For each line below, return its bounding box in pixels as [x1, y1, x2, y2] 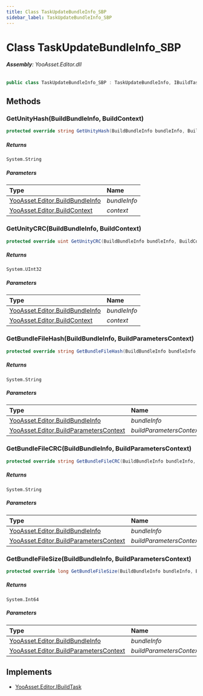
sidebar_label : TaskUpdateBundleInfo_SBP [6, 15, 112, 21]
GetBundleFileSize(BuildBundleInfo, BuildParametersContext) [6, 555, 192, 563]
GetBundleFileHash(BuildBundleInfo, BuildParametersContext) [6, 334, 195, 343]
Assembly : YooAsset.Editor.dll [6, 61, 82, 68]
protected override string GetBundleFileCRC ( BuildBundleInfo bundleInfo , [6, 458, 196, 464]
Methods [6, 96, 41, 106]
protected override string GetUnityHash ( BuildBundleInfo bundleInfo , [6, 128, 185, 134]
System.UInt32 [6, 267, 42, 273]
